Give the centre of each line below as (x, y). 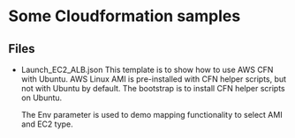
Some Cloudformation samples (125, 16)
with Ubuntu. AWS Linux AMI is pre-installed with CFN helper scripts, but (154, 79)
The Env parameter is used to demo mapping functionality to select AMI (152, 115)
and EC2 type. (47, 124)
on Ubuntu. (42, 98)
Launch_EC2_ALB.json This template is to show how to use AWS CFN (147, 69)
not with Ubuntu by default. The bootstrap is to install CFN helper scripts (153, 88)
